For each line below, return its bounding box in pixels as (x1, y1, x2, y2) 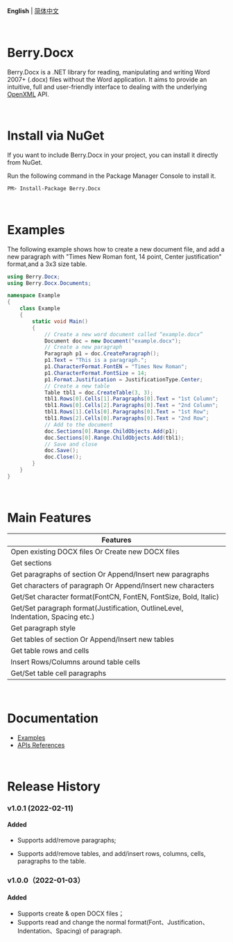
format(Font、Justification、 (127, 918, 209, 927)
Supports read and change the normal (17, 918, 126, 927)
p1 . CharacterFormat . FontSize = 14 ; (44, 370, 148, 377)
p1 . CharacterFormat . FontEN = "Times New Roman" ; (44, 363, 188, 370)
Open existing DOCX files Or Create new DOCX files (10, 547, 180, 556)
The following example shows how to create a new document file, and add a (7, 245, 225, 253)
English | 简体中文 (7, 7, 59, 15)
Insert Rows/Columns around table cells (10, 656, 141, 666)
